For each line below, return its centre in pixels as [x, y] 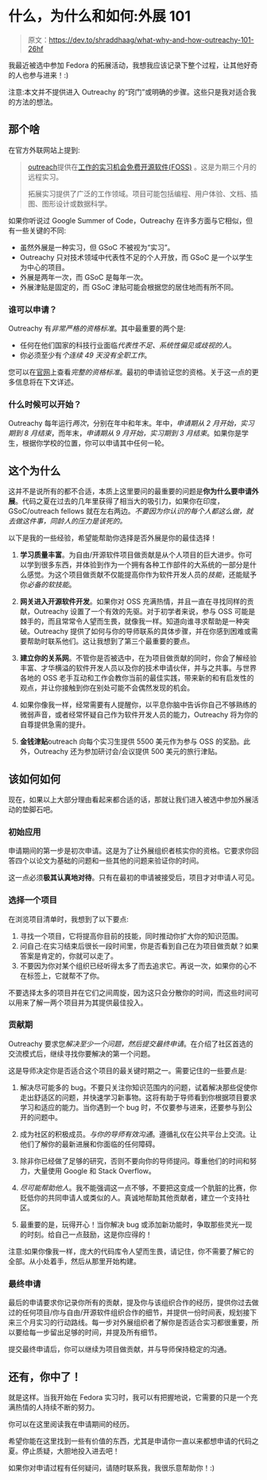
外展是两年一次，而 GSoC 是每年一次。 [83, 277]
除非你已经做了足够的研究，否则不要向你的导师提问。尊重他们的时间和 [135, 1161]
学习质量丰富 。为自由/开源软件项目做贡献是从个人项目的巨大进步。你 [132, 555]
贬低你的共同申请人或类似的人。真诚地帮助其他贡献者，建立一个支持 [131, 1197]
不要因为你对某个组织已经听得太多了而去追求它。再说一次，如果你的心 [135, 965]
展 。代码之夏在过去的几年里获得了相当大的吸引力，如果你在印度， [116, 501]
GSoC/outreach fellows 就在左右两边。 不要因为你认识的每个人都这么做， [127, 511]
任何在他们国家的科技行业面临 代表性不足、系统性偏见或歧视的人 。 [128, 346]
